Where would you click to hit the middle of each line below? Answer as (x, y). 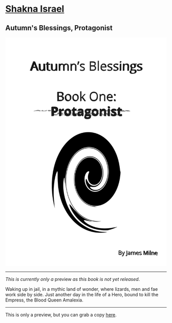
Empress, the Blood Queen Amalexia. (44, 300)
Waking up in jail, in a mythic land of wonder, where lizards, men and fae (82, 289)
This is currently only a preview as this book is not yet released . (73, 279)
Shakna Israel (35, 9)
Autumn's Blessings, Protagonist (59, 28)
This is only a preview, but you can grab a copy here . (61, 315)
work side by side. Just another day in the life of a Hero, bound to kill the (82, 294)
